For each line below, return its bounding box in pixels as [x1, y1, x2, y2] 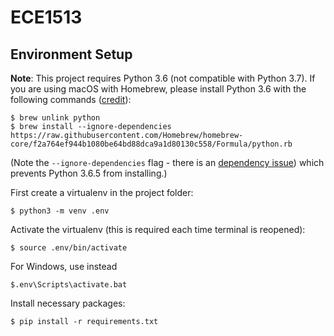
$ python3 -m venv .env [10, 206, 110, 216]
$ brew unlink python [10, 113, 101, 123]
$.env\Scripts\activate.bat [10, 280, 128, 290]
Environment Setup [10, 46, 133, 63]
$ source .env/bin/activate [10, 243, 128, 253]
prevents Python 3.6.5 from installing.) [10, 167, 168, 179]
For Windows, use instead [10, 261, 118, 272]
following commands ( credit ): [10, 94, 132, 105]
